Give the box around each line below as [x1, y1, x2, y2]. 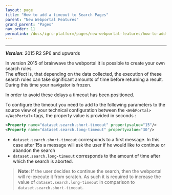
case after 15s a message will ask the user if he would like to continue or [12, 142, 165, 148]
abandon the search [12, 147, 55, 154]
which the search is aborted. [12, 158, 73, 164]
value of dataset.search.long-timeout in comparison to [17, 179, 135, 185]
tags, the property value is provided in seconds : [34, 113, 137, 118]
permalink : [5, 31, 29, 36]
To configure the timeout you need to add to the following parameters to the [5, 102, 165, 107]
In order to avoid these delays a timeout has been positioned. [5, 92, 135, 98]
